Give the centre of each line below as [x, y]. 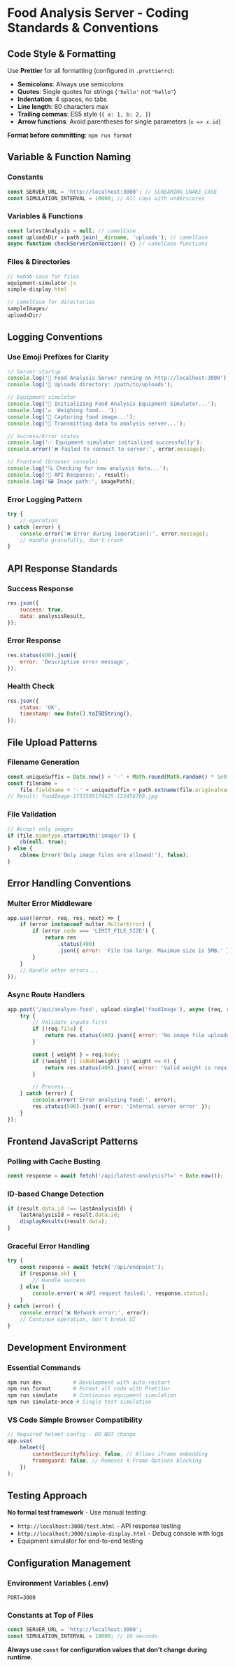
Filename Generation [43, 762]
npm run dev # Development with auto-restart [89, 1382]
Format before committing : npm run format [70, 135]
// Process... [53, 1087]
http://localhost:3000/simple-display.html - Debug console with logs [120, 1534]
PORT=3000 [22, 1598]
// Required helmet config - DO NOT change [72, 1435]
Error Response [34, 640]
